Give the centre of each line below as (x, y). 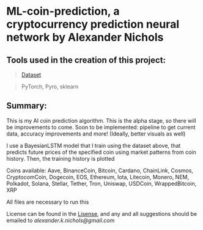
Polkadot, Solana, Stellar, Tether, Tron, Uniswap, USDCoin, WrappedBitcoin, (102, 183)
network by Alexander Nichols (85, 37)
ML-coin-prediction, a (63, 11)
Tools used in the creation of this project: (86, 60)
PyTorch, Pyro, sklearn (50, 86)
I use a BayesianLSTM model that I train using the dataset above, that (94, 145)
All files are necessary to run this (48, 202)
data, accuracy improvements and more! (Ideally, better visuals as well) (96, 134)
